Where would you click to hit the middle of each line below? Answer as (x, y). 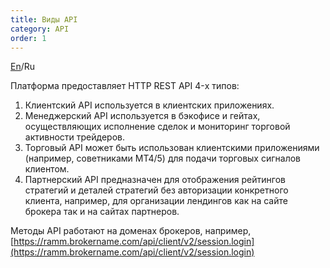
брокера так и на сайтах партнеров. (102, 212)
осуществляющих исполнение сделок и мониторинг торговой (157, 127)
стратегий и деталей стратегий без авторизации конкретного (156, 190)
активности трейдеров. (74, 137)
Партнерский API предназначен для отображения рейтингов (155, 180)
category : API (40, 29)
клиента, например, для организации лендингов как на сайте (156, 201)
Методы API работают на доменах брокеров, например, (131, 231)
